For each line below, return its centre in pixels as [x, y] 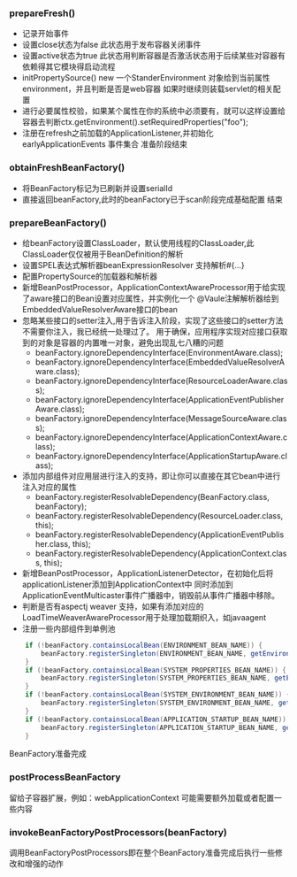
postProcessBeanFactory [65, 777]
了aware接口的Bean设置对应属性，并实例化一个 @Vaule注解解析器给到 [150, 298]
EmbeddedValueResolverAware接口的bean [100, 309]
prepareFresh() [42, 13]
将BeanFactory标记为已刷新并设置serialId [97, 188]
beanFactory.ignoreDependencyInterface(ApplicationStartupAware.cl [161, 456]
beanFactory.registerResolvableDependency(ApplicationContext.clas [161, 553]
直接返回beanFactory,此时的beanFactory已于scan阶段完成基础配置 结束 [152, 199]
